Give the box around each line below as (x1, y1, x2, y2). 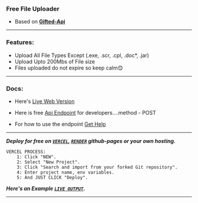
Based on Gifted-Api (14, 18, 66, 25)
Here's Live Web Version (14, 98, 75, 105)
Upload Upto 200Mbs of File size (14, 58, 95, 65)
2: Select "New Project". (16, 159, 81, 165)
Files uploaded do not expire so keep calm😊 (14, 64, 124, 71)
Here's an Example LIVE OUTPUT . (6, 185, 85, 192)
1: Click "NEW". (16, 154, 57, 160)
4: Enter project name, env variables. (16, 169, 115, 175)
